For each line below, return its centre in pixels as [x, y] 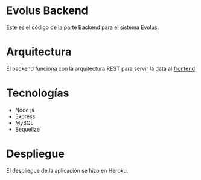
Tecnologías [38, 93]
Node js [25, 110]
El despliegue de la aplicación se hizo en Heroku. [67, 170]
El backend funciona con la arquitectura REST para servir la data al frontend [101, 68]
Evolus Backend [47, 11]
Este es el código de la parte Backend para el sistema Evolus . [82, 27]
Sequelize [27, 129]
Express [25, 116]
